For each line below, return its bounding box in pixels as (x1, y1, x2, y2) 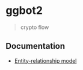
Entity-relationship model (14, 57, 77, 64)
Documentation (5, 41, 66, 51)
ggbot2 (5, 4, 43, 17)
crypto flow (20, 24, 49, 31)
